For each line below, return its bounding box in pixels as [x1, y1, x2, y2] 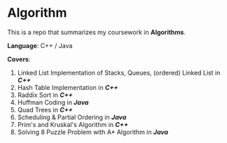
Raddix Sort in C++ [17, 91, 74, 99]
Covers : [7, 54, 31, 63]
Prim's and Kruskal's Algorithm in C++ [17, 120, 128, 128]
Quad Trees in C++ [17, 105, 74, 114]
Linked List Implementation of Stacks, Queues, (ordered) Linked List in [17, 68, 221, 77]
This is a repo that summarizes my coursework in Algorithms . [7, 28, 186, 36]
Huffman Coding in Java [17, 98, 89, 106]
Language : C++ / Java [7, 41, 73, 50]
